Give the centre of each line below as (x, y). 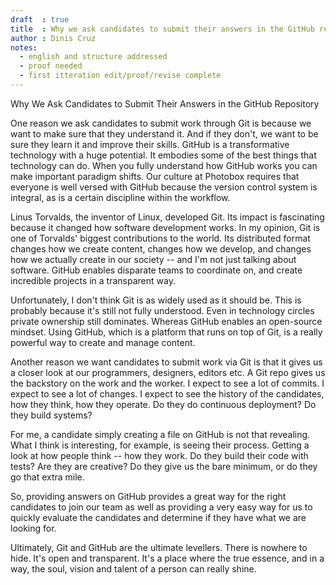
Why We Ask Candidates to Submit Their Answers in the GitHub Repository (165, 103)
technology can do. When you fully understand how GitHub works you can (164, 165)
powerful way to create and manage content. (103, 342)
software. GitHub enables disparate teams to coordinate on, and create (156, 270)
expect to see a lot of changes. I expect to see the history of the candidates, (167, 393)
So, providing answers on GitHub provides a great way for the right (148, 496)
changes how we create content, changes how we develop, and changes (161, 248)
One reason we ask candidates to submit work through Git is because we (161, 123)
